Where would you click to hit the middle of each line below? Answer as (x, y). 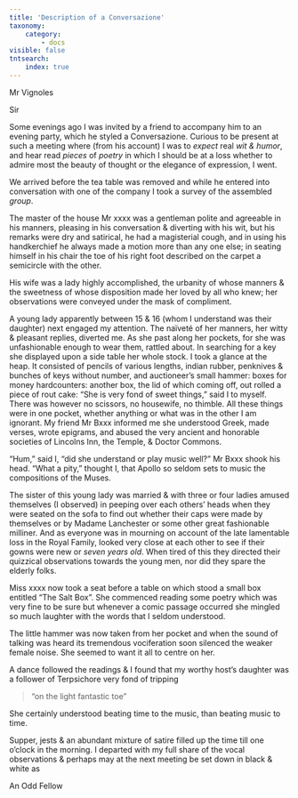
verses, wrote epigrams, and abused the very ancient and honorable (134, 431)
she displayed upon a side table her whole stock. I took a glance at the (138, 356)
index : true (47, 68)
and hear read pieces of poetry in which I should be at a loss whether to (141, 155)
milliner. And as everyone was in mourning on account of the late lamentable (149, 532)
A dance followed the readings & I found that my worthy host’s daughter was (149, 669)
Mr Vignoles (32, 92)
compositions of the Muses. (60, 478)
